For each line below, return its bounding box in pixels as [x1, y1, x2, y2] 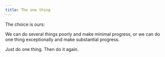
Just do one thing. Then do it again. [5, 46, 79, 52]
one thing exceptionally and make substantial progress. [5, 36, 120, 42]
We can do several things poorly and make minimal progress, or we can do [5, 31, 160, 37]
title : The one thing [5, 7, 51, 13]
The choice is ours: [5, 21, 45, 27]
